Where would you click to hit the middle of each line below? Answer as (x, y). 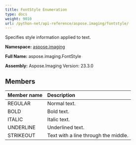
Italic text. (58, 119)
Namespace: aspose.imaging (35, 47)
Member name (25, 95)
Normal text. (61, 104)
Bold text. (58, 112)
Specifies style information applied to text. (48, 37)
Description (61, 95)
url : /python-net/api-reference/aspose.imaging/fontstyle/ (67, 23)
